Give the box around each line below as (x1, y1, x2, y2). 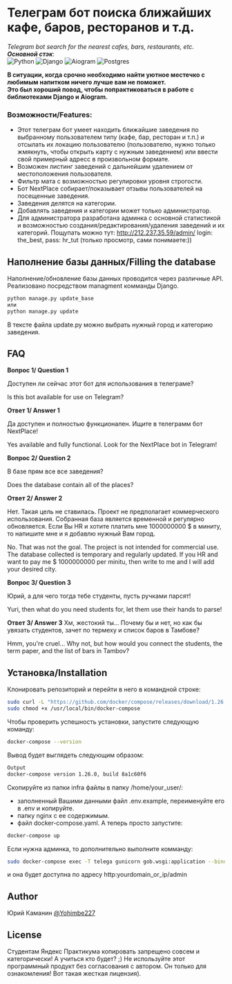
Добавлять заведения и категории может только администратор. (17, 206, 212, 215)
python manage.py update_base (7, 295, 95, 302)
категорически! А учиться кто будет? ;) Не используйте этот (7, 955, 186, 963)
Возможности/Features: (7, 109, 93, 119)
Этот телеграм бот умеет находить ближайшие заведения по (17, 126, 199, 134)
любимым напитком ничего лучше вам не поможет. (7, 78, 166, 86)
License (7, 929, 42, 940)
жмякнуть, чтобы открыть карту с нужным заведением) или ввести (17, 147, 218, 156)
